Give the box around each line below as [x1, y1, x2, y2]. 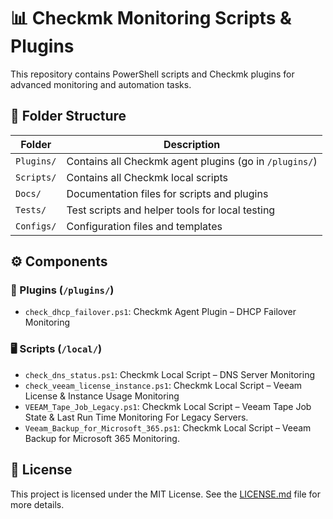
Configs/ [15, 220, 57, 232]
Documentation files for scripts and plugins [66, 186, 269, 200]
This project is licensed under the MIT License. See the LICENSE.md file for [10, 488, 321, 500]
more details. [10, 498, 65, 510]
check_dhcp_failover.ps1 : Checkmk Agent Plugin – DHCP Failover [24, 306, 297, 318]
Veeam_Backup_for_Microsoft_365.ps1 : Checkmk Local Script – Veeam [24, 421, 312, 434]
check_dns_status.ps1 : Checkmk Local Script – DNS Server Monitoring [24, 368, 315, 380]
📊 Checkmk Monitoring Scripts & [10, 7, 292, 30]
